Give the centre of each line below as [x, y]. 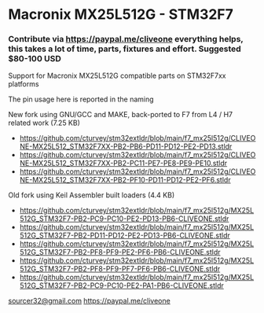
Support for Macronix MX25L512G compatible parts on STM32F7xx [117, 75]
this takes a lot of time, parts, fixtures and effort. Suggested [125, 49]
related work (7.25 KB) [44, 123]
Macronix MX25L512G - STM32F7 [121, 15]
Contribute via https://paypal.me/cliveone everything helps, [126, 39]
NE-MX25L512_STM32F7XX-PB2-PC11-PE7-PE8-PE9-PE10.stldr [123, 164]
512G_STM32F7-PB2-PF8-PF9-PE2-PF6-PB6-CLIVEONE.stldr [120, 252]
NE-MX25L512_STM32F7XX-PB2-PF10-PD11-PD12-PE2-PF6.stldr [125, 180]
